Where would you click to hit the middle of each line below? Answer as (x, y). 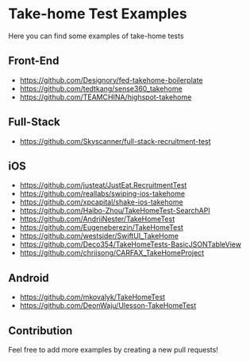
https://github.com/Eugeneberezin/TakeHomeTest (102, 228)
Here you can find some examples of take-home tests (96, 36)
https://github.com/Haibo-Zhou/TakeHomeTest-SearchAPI (115, 211)
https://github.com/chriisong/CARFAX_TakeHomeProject (112, 253)
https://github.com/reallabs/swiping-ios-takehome (102, 194)
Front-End (34, 61)
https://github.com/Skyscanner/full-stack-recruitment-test (115, 141)
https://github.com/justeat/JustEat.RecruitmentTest (103, 185)
